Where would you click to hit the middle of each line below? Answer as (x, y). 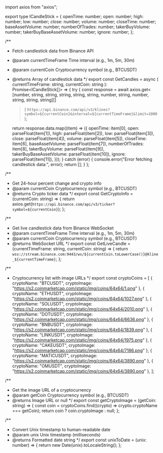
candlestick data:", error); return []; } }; (51, 164)
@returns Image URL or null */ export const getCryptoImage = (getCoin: (84, 400)
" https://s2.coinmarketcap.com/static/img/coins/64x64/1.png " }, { (78, 288)
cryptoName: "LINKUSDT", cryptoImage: (53, 335)
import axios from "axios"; (31, 7)
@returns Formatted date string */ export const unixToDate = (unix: (79, 440)
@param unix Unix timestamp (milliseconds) (56, 435)
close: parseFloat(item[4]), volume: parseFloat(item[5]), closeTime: (79, 139)
